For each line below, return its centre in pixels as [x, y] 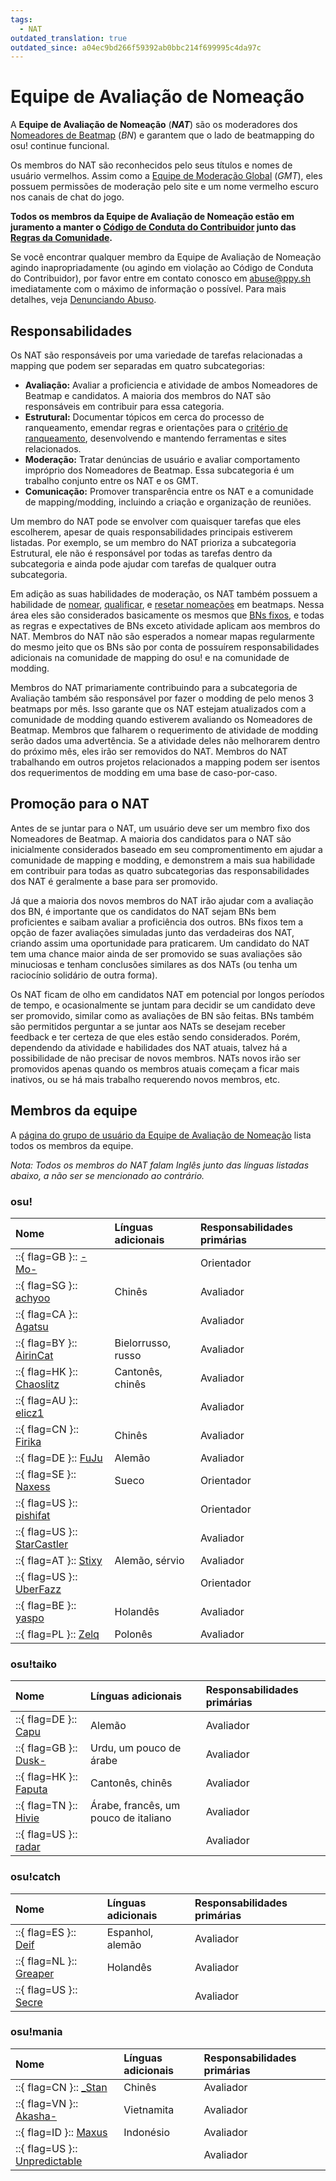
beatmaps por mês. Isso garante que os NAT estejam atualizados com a [158, 709]
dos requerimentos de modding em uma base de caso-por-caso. [144, 772]
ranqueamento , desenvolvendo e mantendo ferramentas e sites [155, 438]
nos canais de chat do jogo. [67, 197]
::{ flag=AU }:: [46, 1400]
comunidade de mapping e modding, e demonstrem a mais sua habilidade [163, 860]
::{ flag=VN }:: [47, 2103]
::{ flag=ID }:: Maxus [61, 2132]
